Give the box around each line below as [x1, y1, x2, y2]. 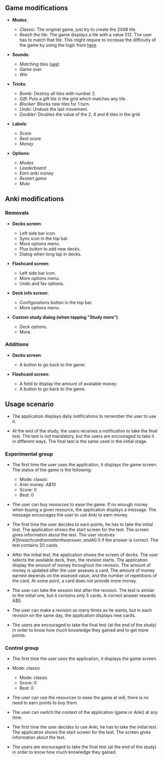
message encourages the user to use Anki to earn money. [12, 512, 129, 518]
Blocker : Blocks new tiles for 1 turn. [19, 101, 90, 107]
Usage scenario [5, 400, 54, 408]
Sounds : [12, 51, 30, 57]
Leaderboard [19, 165, 46, 171]
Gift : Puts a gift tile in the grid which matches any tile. [19, 96, 127, 101]
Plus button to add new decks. [19, 246, 81, 252]
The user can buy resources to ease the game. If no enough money [12, 501, 148, 507]
